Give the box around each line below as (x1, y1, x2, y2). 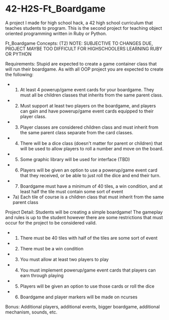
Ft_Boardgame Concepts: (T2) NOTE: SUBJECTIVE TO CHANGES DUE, (5, 40, 153, 46)
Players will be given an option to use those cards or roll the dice (20, 283, 155, 289)
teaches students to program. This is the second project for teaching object (5, 25, 162, 31)
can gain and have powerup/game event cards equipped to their (20, 108, 154, 114)
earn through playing (20, 272, 64, 278)
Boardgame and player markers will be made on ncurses (20, 294, 138, 300)
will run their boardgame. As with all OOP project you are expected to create (5, 66, 164, 72)
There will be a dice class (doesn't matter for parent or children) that (20, 140, 162, 146)
